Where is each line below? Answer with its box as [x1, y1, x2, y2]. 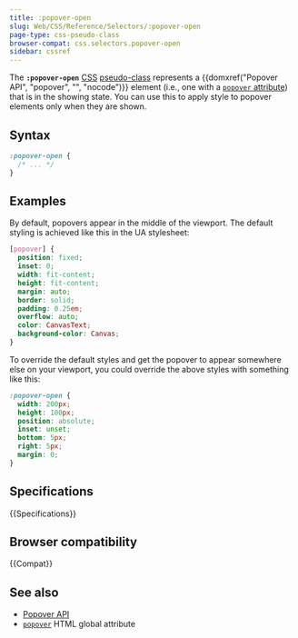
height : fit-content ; [17, 278, 100, 287]
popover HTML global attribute [22, 619, 136, 630]
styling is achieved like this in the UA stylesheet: [9, 227, 190, 238]
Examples [9, 193, 66, 209]
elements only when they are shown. [9, 101, 147, 112]
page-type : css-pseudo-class [9, 30, 120, 39]
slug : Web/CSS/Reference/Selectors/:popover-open [9, 22, 202, 31]
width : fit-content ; [17, 270, 95, 279]
